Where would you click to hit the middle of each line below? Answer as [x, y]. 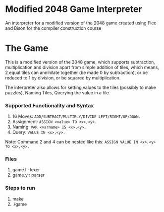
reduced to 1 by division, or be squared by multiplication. [63, 77]
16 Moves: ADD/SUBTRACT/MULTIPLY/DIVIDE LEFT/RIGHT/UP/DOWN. [77, 116]
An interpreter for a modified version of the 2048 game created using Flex [81, 23]
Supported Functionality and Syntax [50, 105]
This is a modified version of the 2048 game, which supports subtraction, [80, 62]
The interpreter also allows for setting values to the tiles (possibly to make [81, 87]
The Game [27, 48]
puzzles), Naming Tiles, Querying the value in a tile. [58, 92]
